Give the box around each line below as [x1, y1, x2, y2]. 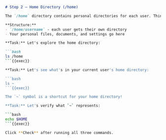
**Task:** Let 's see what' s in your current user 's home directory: [5, 67, 149, 72]
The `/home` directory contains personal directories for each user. [5, 13, 152, 18]
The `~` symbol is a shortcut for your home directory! [5, 94, 123, 100]
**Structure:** [5, 22, 37, 27]
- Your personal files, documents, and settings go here [5, 32, 125, 36]
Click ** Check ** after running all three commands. [5, 130, 114, 135]
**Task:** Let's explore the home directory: [5, 40, 100, 45]
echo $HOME [5, 117, 28, 122]
